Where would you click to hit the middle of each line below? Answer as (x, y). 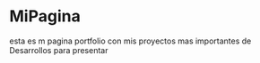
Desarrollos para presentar (59, 50)
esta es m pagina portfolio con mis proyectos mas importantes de (130, 41)
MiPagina (45, 16)
